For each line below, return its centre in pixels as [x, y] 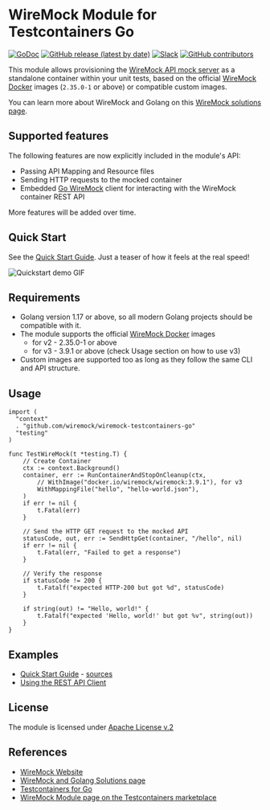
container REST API [52, 196]
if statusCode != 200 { [63, 581]
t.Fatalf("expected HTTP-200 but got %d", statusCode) [131, 588]
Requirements [44, 298]
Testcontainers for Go [56, 788]
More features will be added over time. [72, 212]
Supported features [59, 136]
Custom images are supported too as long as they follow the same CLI [136, 360]
